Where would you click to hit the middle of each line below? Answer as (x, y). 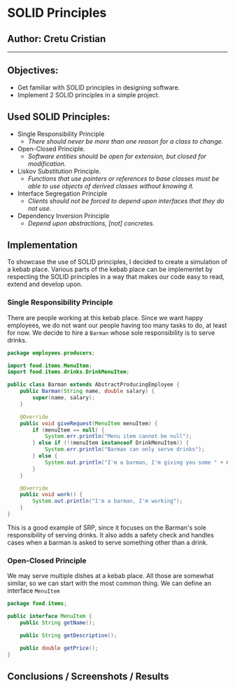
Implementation (43, 246)
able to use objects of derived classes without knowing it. (111, 186)
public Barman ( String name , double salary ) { (87, 391)
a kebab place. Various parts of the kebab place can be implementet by (110, 269)
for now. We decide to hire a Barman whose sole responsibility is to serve (111, 332)
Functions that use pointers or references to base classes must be (123, 178)
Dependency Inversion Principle (63, 216)
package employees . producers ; (51, 353)
